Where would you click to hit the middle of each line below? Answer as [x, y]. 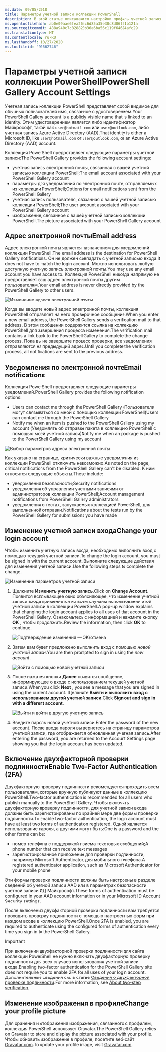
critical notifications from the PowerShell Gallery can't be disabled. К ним [80, 469]
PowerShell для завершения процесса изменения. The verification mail [79, 330]
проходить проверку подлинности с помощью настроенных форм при [80, 916]
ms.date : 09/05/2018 [26, 10]
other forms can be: [25, 834]
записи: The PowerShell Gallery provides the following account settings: [78, 158]
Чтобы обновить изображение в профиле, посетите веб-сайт [70, 1039]
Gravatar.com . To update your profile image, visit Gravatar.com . [69, 1044]
